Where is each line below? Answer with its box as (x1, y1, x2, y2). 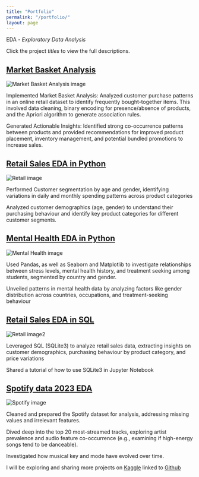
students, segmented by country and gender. (6, 273, 117, 280)
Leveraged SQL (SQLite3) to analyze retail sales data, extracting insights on (6, 342, 191, 349)
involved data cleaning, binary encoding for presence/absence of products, (6, 105, 191, 112)
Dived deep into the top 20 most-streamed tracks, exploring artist (6, 428, 167, 435)
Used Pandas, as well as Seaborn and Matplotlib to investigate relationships (6, 261, 192, 268)
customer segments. (6, 216, 56, 223)
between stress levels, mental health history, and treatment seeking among (6, 267, 190, 274)
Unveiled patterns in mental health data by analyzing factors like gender (6, 285, 182, 292)
